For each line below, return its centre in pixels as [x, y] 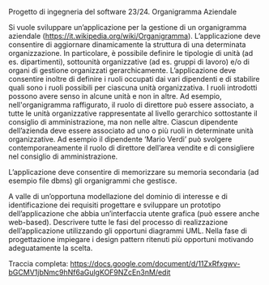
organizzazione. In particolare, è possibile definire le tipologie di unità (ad [131, 53]
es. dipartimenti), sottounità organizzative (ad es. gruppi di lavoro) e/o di [129, 62]
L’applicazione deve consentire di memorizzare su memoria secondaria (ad [134, 172]
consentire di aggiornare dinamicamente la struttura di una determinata [127, 45]
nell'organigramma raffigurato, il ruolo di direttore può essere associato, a [131, 105]
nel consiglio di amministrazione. [63, 156]
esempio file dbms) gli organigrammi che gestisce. [93, 181]
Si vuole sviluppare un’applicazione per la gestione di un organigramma [128, 27]
